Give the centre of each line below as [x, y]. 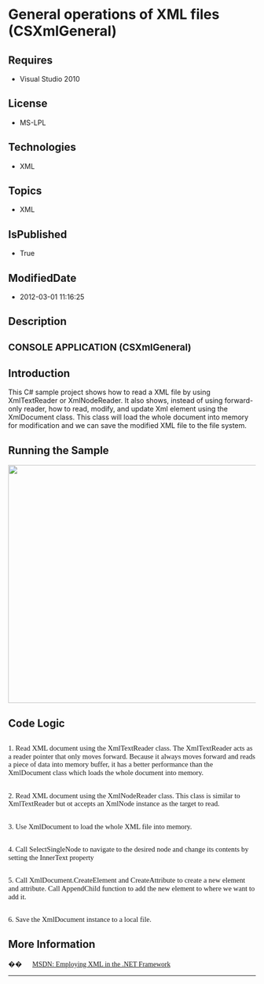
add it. [17, 896]
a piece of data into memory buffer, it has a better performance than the [111, 765]
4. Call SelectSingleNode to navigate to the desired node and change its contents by [128, 849]
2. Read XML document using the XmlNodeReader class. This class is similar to [125, 796]
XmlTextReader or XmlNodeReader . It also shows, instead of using [115, 401]
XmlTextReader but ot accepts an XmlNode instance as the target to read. [114, 804]
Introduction [39, 373]
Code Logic [37, 724]
